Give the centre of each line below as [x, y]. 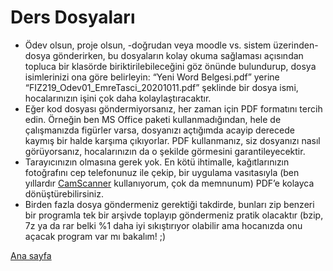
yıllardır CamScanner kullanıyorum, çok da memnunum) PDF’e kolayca [169, 183]
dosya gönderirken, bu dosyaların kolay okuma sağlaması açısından [164, 55]
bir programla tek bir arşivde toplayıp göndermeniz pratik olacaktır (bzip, [174, 215]
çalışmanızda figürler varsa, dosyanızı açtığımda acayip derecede [159, 130]
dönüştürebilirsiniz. [64, 193]
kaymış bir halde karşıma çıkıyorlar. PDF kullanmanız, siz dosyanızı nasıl [172, 140]
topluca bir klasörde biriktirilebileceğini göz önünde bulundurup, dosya [170, 66]
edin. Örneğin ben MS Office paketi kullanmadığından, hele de [153, 119]
